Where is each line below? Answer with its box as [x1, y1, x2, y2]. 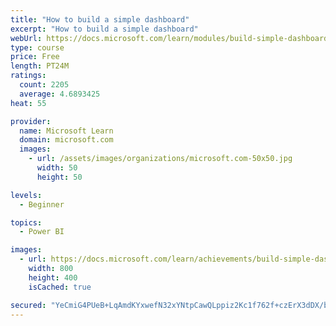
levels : [10, 190, 43, 200]
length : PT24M [10, 61, 70, 71]
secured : [10, 300, 47, 310]
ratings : [10, 71, 47, 81]
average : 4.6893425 [19, 89, 101, 99]
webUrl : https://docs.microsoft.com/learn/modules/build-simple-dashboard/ [10, 33, 333, 43]
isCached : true [28, 282, 92, 292]
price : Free [10, 52, 60, 62]
